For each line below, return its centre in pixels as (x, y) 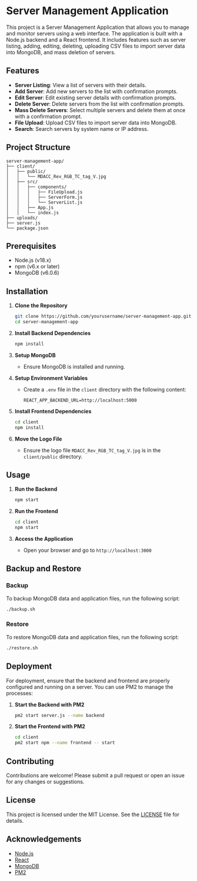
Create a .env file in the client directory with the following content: (105, 389)
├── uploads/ (22, 218)
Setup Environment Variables (51, 378)
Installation (27, 291)
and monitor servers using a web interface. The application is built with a (94, 33)
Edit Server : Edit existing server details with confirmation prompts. (95, 97)
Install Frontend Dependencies (53, 411)
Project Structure (38, 148)
